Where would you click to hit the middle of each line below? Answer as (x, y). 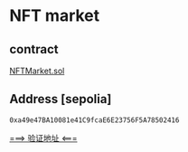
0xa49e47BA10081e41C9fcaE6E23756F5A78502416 (94, 120)
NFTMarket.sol (37, 71)
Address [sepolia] (61, 99)
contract (34, 49)
